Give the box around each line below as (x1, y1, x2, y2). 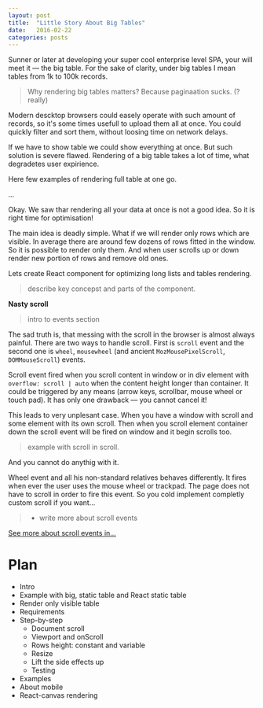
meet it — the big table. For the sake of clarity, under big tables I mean (8, 64, 236, 73)
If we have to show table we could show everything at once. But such (8, 142, 233, 152)
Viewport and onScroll (31, 632, 104, 642)
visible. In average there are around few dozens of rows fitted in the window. (8, 237, 256, 246)
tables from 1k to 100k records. (8, 72, 108, 81)
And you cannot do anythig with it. (8, 458, 119, 467)
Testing (31, 666, 56, 675)
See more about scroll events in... (8, 529, 116, 538)
